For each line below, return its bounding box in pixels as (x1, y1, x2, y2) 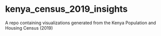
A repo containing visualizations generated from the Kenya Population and (5, 20, 157, 26)
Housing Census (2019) (5, 25, 53, 31)
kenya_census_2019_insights (5, 3, 128, 15)
